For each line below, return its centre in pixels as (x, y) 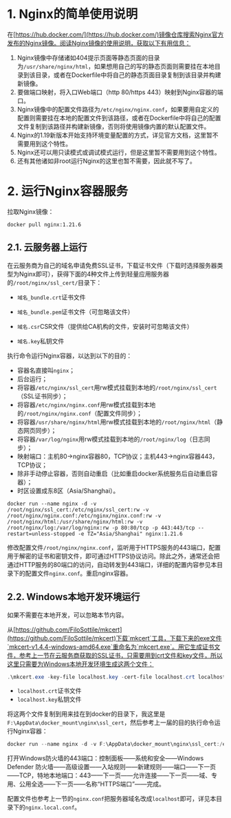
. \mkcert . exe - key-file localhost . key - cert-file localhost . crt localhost (117, 677)
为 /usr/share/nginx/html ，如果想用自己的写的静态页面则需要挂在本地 (116, 66)
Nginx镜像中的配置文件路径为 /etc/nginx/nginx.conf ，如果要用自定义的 (118, 109)
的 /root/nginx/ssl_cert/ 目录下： (55, 282)
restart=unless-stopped (41, 534)
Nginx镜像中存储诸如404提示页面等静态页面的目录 (88, 57)
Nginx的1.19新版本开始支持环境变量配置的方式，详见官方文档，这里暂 (115, 135)
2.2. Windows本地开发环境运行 (74, 597)
